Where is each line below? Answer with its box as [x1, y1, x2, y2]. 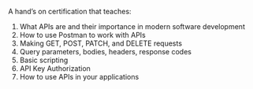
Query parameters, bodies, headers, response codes [19, 47, 192, 56]
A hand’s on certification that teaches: [8, 7, 132, 16]
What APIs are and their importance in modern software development [19, 22, 246, 31]
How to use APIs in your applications [19, 72, 140, 81]
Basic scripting [19, 55, 69, 65]
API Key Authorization [19, 64, 91, 73]
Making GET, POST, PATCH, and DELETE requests [19, 39, 183, 48]
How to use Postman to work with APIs [19, 31, 146, 39]
